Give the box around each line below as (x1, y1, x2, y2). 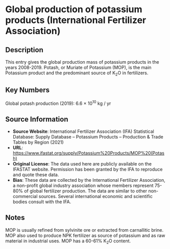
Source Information (5, 115, 68, 123)
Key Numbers (5, 86, 50, 95)
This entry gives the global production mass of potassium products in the (5, 59, 159, 65)
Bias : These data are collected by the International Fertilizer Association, (12, 177, 166, 183)
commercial (12, 193, 38, 200)
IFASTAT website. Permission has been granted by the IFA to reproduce (12, 167, 163, 173)
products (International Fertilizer (5, 14, 147, 26)
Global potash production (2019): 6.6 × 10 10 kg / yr (5, 99, 111, 106)
